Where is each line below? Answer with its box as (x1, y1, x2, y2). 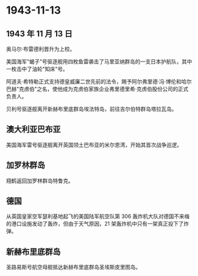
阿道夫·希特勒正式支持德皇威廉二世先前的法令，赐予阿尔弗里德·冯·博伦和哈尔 (6, 78, 192, 85)
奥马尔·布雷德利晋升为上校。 (6, 46, 76, 52)
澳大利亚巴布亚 (6, 124, 61, 134)
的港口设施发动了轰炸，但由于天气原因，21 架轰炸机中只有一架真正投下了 (6, 220, 184, 227)
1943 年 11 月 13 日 (6, 28, 73, 38)
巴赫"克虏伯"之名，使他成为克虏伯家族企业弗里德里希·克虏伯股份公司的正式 (6, 85, 189, 92)
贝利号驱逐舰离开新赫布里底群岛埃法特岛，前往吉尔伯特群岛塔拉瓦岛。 (6, 105, 177, 113)
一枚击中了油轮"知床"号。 (6, 66, 69, 72)
